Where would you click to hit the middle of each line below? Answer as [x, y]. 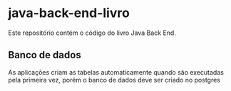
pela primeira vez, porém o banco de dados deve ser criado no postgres [114, 80]
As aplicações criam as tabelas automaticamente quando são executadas [116, 72]
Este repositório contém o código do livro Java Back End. [92, 33]
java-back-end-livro [69, 13]
